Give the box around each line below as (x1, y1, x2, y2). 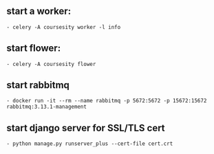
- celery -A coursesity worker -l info (6, 23, 121, 30)
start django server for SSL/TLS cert (6, 122, 166, 133)
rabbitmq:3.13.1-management (6, 103, 87, 111)
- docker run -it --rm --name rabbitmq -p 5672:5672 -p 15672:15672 (6, 98, 207, 104)
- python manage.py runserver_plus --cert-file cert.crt (6, 140, 173, 147)
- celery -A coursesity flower (6, 60, 96, 67)
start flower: (6, 43, 61, 54)
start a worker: (6, 5, 72, 17)
